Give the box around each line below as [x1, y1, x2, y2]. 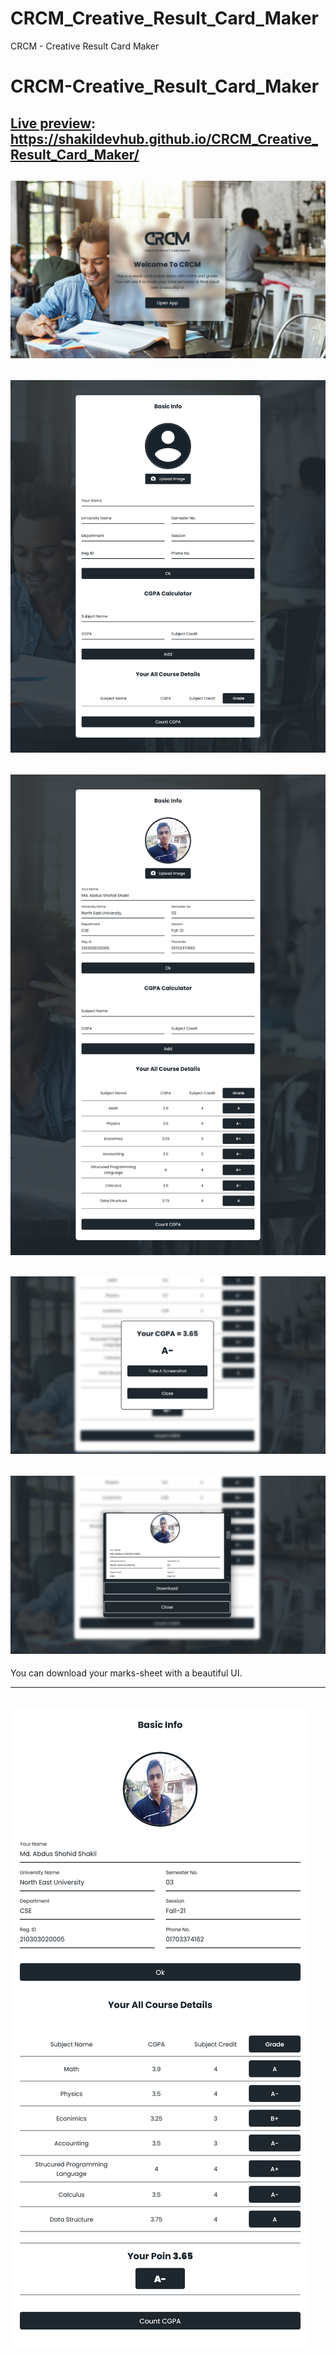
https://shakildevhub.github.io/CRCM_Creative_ [10, 130, 318, 147]
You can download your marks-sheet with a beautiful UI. [10, 1667, 243, 1679]
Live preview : [10, 115, 97, 132]
